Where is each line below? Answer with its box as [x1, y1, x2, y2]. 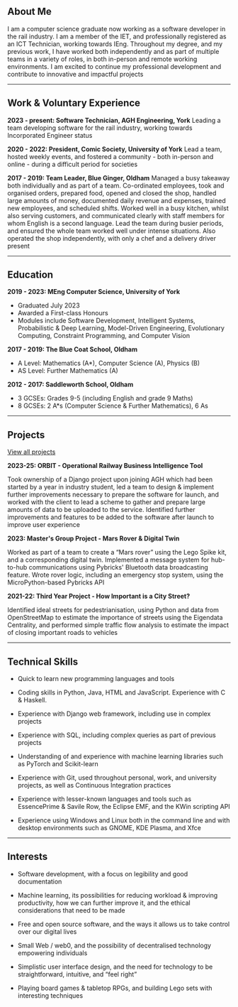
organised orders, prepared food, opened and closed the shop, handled [7, 188, 217, 197]
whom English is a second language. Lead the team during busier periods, [7, 219, 224, 227]
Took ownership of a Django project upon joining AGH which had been [7, 475, 213, 484]
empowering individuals [17, 948, 88, 957]
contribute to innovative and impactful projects [7, 70, 144, 78]
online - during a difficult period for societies [7, 160, 138, 168]
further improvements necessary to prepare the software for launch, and [7, 490, 220, 499]
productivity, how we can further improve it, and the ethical [17, 898, 191, 907]
